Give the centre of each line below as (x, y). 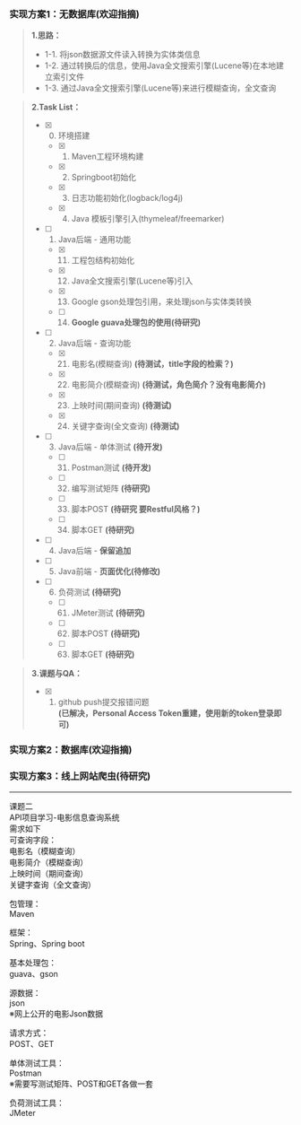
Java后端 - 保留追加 (95, 551)
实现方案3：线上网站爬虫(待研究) (80, 776)
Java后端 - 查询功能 (95, 344)
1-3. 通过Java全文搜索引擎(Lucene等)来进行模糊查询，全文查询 (160, 88)
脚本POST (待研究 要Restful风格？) (136, 510)
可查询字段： (33, 840)
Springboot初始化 (104, 178)
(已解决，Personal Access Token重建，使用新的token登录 (166, 713)
